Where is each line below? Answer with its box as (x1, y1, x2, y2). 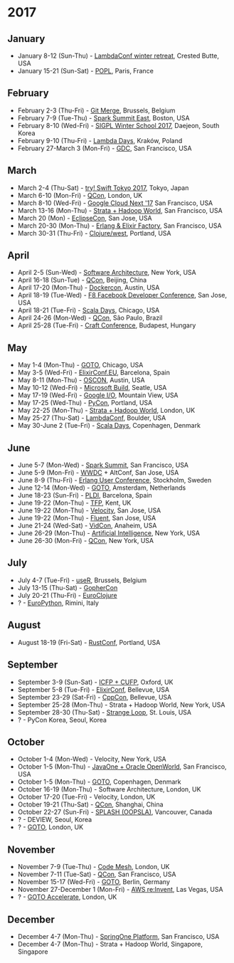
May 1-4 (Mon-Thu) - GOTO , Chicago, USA (17, 361, 144, 369)
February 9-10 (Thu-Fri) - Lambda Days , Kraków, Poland (17, 136, 183, 144)
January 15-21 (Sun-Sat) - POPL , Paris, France (17, 67, 154, 75)
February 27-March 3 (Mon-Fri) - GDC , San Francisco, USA (17, 144, 192, 152)
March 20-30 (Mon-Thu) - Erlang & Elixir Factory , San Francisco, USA (17, 221, 222, 230)
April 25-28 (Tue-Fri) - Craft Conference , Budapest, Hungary (17, 321, 196, 330)
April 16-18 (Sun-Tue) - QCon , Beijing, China (17, 275, 147, 285)
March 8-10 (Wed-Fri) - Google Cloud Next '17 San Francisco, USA (17, 199, 213, 207)
